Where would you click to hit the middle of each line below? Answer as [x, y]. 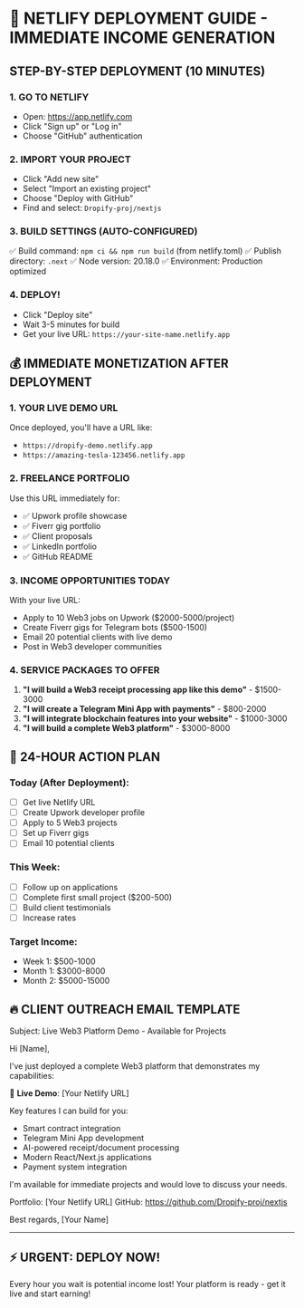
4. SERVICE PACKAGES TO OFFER [85, 669]
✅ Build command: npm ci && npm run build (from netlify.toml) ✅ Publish [146, 251]
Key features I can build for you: [69, 1111]
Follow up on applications [70, 887]
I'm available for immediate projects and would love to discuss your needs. [148, 1184]
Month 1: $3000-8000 [64, 971]
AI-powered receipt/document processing [101, 1148]
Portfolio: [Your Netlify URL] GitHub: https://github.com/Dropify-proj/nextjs [148, 1202]
